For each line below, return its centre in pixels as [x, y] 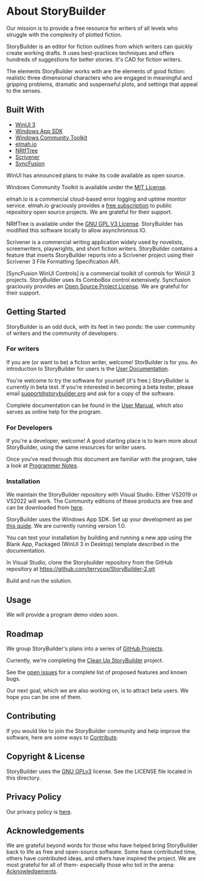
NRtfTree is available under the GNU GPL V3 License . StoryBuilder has [95, 223]
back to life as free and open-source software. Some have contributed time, [101, 852]
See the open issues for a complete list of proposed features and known [97, 672]
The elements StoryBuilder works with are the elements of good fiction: [96, 71]
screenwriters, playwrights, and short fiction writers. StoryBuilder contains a [102, 248]
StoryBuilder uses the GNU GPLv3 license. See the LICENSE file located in [99, 771]
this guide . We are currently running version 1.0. [66, 526]
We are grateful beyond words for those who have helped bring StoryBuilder [102, 846]
